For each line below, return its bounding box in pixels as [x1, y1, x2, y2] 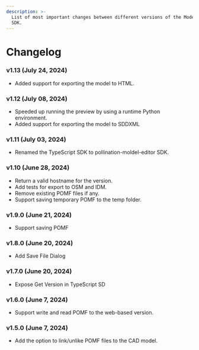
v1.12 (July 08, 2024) [6, 94, 68, 102]
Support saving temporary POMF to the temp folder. [14, 196, 142, 203]
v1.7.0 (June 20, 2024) [6, 267, 72, 275]
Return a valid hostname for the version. [14, 177, 113, 184]
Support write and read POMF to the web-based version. [14, 309, 154, 316]
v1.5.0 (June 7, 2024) [6, 323, 68, 332]
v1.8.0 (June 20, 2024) [6, 239, 73, 247]
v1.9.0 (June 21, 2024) [6, 211, 72, 219]
